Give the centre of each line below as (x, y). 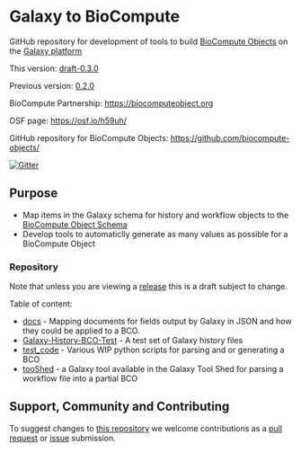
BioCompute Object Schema (75, 224)
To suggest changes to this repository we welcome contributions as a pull (146, 428)
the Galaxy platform (46, 50)
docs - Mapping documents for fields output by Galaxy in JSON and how (157, 322)
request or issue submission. (63, 438)
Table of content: (41, 304)
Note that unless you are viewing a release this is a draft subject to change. (148, 287)
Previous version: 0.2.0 (52, 85)
